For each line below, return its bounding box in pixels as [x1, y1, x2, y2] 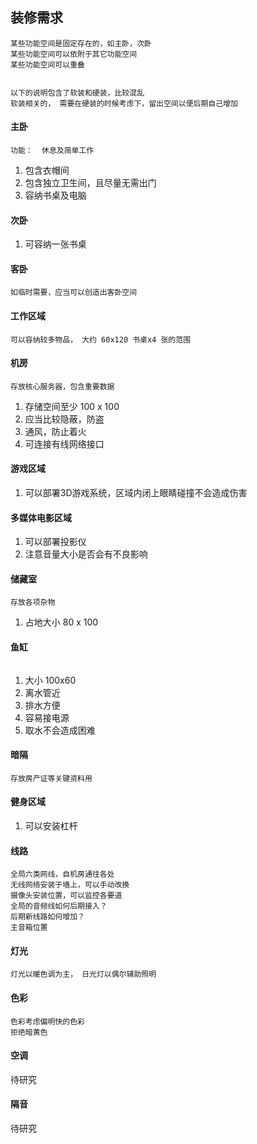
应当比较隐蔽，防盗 [24, 413, 105, 425]
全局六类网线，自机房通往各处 [10, 869, 115, 880]
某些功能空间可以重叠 [10, 59, 85, 70]
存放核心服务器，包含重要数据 [10, 381, 115, 392]
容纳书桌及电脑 [24, 189, 87, 202]
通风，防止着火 [24, 425, 87, 437]
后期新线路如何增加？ [10, 912, 85, 922]
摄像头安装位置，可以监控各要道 [10, 891, 123, 901]
